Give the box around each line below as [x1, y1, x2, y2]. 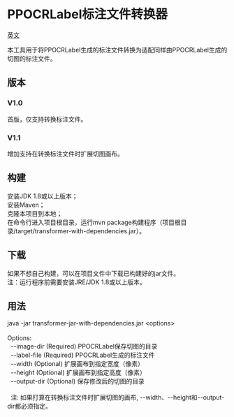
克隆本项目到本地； [7, 209, 63, 217]
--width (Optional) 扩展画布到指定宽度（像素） [10, 360, 145, 368]
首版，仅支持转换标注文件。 [7, 115, 87, 123]
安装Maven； [7, 200, 45, 209]
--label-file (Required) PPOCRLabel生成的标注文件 [10, 351, 155, 360]
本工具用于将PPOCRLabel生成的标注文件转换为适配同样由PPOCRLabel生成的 [7, 45, 228, 54]
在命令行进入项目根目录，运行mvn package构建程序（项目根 [7, 218, 181, 226]
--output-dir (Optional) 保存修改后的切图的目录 [10, 377, 145, 386]
